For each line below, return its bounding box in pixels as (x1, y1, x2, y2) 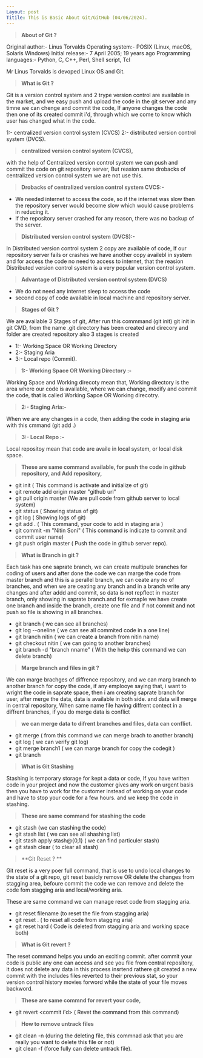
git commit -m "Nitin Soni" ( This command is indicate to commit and (15, 527, 187, 534)
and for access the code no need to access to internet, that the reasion (6, 258, 184, 265)
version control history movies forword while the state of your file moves (6, 978, 188, 986)
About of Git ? (21, 31, 57, 38)
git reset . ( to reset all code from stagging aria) (15, 916, 133, 923)
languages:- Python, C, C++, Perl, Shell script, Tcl (6, 56, 130, 63)
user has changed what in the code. (6, 117, 96, 125)
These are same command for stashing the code (21, 812, 146, 819)
